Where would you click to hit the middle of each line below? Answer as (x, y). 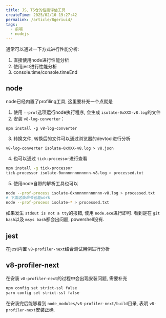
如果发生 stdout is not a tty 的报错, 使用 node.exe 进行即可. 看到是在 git (83, 213)
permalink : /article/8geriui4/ (39, 19)
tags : (12, 24)
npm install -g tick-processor (39, 168)
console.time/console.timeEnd (45, 72)
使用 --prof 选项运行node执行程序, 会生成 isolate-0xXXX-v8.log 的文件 (87, 112)
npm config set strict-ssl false (42, 288)
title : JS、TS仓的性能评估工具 (36, 10)
